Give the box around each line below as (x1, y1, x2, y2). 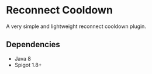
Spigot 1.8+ (14, 61, 42, 68)
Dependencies (6, 40, 60, 50)
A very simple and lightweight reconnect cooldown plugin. (6, 23, 146, 30)
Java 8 (14, 55, 31, 62)
